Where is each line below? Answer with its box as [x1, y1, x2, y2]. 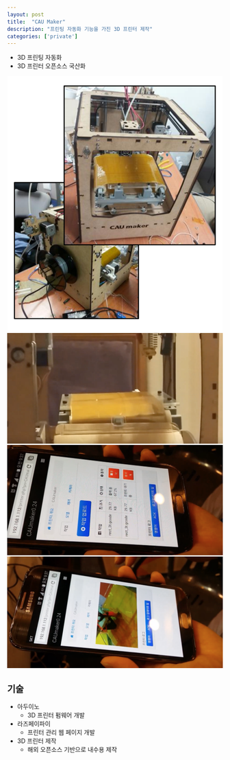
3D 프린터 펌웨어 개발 [27, 711, 86, 719]
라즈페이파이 [16, 719, 51, 728]
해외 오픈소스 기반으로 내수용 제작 [27, 746, 118, 754]
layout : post [7, 11, 44, 18]
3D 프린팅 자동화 [16, 54, 62, 62]
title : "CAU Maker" [7, 18, 66, 25]
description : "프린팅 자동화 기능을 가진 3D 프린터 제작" [7, 25, 153, 32]
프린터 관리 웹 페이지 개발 [27, 728, 96, 737]
